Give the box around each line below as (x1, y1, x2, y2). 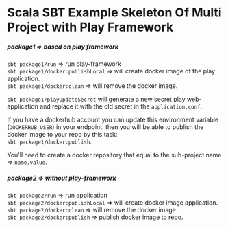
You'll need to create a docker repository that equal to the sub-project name (7, 151, 222, 159)
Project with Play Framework (7, 19, 174, 35)
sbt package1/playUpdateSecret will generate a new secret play (7, 95, 186, 104)
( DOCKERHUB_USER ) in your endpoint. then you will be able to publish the (7, 123, 204, 131)
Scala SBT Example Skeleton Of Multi (7, 5, 222, 21)
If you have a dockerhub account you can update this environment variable (7, 115, 219, 124)
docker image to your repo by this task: (7, 130, 118, 139)
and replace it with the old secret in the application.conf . (40, 102, 203, 111)
